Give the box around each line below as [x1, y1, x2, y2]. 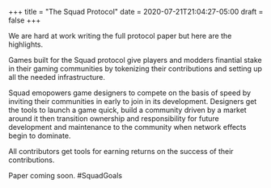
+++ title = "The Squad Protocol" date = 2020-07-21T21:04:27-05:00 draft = [8, 7, 264, 16]
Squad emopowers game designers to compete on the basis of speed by [8, 88, 252, 98]
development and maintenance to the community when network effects [8, 123, 247, 132]
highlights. [8, 40, 44, 49]
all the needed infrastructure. [8, 73, 105, 81]
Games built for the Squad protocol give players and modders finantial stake [8, 56, 262, 65]
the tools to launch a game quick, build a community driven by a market [8, 105, 247, 115]
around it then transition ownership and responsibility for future [8, 114, 220, 123]
